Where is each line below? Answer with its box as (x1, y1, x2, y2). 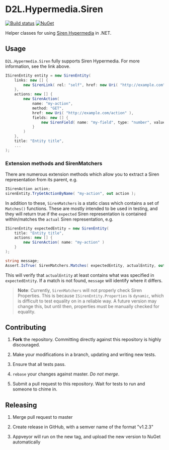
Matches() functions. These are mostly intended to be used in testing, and (5, 205, 158, 211)
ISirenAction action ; (5, 186, 51, 191)
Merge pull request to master (12, 414, 73, 420)
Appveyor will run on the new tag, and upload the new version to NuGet (12, 434, 161, 440)
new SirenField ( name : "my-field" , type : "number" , (41, 120, 152, 125)
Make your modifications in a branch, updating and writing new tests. (12, 351, 156, 358)
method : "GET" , (32, 106, 64, 111)
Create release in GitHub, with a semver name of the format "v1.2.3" (12, 424, 154, 430)
